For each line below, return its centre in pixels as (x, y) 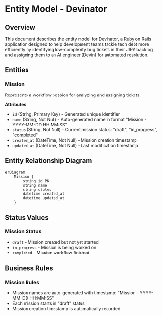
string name (35, 185)
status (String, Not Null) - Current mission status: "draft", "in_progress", (85, 129)
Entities (17, 70)
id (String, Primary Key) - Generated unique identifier (66, 114)
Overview (20, 27)
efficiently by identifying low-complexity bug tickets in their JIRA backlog (79, 49)
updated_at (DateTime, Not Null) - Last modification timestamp (75, 145)
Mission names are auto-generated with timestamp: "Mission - (75, 293)
